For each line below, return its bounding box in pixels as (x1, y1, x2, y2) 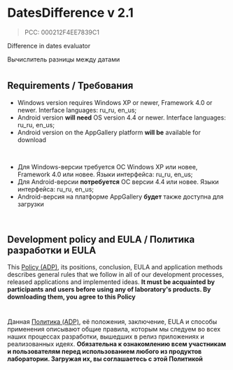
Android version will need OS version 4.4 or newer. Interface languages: (17, 113, 226, 122)
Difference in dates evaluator (7, 41, 91, 50)
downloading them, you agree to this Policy (7, 292, 136, 301)
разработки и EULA (7, 244, 97, 256)
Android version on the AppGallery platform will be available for (17, 128, 202, 136)
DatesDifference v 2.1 (7, 5, 134, 21)
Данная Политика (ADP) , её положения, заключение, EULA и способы (7, 317, 218, 326)
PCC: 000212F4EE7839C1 (24, 28, 100, 36)
